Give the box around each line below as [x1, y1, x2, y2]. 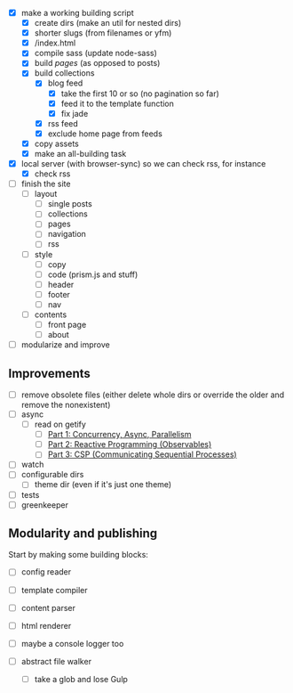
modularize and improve [20, 339, 110, 350]
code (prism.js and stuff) [47, 269, 139, 280]
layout [34, 189, 58, 200]
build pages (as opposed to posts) [34, 58, 161, 69]
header [47, 279, 75, 289]
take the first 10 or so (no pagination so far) [60, 88, 219, 99]
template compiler [20, 584, 88, 595]
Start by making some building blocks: [8, 550, 148, 560]
